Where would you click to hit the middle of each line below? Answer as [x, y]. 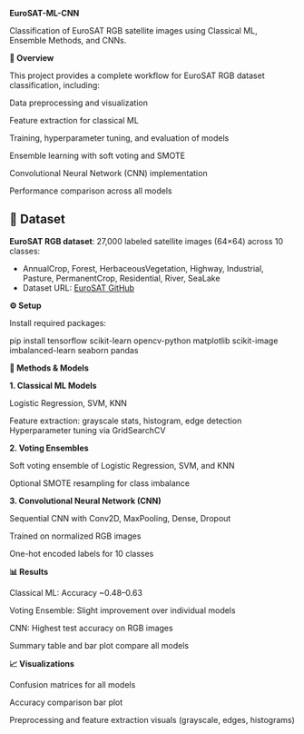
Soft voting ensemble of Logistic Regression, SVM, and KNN [122, 465]
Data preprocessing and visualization [78, 103]
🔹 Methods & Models [49, 368]
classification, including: [54, 85]
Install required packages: [58, 322]
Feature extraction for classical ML [74, 120]
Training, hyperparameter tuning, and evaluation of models [119, 138]
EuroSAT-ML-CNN [44, 13]
